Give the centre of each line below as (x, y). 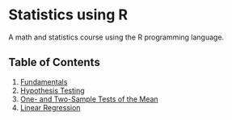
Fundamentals (44, 81)
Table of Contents (55, 62)
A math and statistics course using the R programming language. (116, 37)
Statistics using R (68, 15)
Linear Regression (50, 107)
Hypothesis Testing (52, 90)
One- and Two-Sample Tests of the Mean (89, 99)
